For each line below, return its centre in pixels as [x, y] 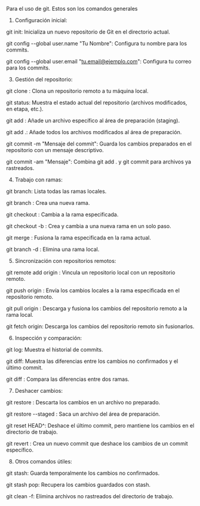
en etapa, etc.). [25, 109]
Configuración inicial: [41, 20]
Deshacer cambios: [39, 391]
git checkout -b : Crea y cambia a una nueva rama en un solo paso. [89, 226]
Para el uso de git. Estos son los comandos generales [72, 9]
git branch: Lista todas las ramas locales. [56, 191]
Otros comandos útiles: [44, 461]
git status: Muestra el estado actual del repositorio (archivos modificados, [97, 102]
